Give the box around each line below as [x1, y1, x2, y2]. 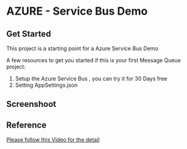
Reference [6, 120, 47, 130]
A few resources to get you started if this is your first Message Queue [6, 57, 181, 64]
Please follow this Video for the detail [6, 136, 100, 144]
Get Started [6, 29, 51, 39]
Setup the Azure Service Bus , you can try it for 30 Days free [15, 75, 168, 82]
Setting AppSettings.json [15, 81, 78, 89]
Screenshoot [6, 99, 57, 109]
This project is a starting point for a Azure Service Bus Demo [6, 45, 158, 52]
